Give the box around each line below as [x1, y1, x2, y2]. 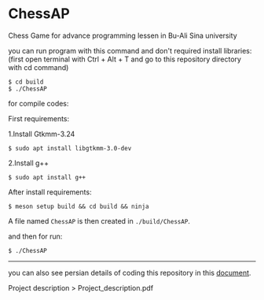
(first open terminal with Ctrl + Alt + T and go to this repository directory [8, 54, 242, 64]
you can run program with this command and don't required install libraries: [8, 46, 252, 55]
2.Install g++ [8, 158, 49, 168]
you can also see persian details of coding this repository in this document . [8, 268, 251, 277]
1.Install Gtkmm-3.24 [8, 129, 75, 139]
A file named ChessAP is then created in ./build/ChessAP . [8, 216, 191, 225]
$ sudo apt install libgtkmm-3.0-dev [8, 144, 132, 152]
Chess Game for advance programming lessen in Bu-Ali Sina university [8, 31, 237, 40]
